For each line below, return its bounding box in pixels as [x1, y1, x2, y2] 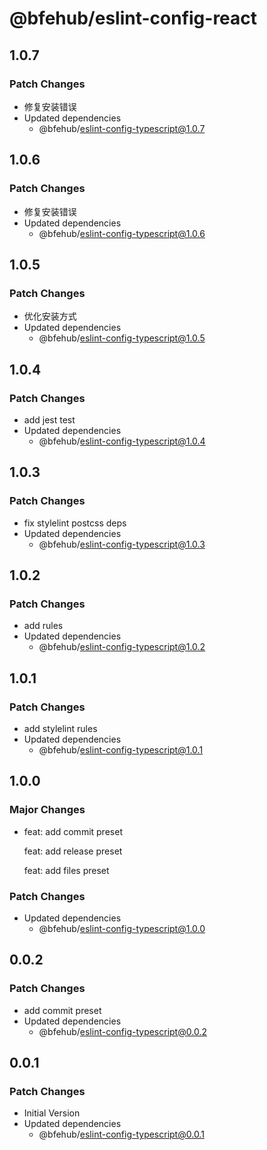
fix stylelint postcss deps [23, 517, 127, 529]
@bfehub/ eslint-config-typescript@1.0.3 [38, 538, 206, 550]
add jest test [23, 413, 76, 426]
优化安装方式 [23, 310, 77, 322]
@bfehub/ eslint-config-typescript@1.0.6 [38, 227, 206, 239]
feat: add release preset [23, 845, 123, 857]
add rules [23, 620, 64, 632]
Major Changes [9, 803, 86, 817]
